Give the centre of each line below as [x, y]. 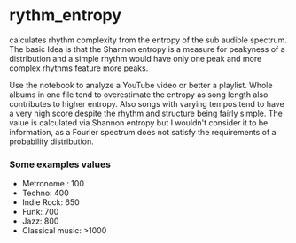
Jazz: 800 [40, 221]
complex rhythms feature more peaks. [79, 68]
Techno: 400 [45, 193]
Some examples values [60, 164]
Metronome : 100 [53, 184]
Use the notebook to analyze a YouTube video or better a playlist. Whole [141, 85]
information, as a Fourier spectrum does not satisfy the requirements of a [143, 132]
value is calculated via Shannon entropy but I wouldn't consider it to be [139, 122]
